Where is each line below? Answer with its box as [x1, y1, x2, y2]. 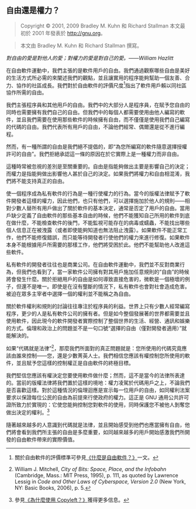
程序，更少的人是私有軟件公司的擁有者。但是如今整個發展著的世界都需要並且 [6, 310, 190, 317]
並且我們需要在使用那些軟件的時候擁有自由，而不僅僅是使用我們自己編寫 [16, 116, 190, 123]
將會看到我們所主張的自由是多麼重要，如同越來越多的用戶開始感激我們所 [10, 428, 185, 435]
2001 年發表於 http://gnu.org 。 [32, 29, 106, 36]
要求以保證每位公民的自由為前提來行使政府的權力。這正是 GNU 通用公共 [6, 394, 179, 401]
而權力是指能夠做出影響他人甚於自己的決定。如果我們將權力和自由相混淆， [6, 170, 185, 177]
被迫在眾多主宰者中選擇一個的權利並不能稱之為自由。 [6, 291, 134, 298]
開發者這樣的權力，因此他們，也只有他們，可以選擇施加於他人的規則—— [10, 197, 185, 204]
